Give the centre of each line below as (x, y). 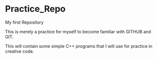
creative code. (20, 51)
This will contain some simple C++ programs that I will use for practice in (79, 46)
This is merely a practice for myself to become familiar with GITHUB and (78, 31)
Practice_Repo (35, 9)
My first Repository (25, 22)
